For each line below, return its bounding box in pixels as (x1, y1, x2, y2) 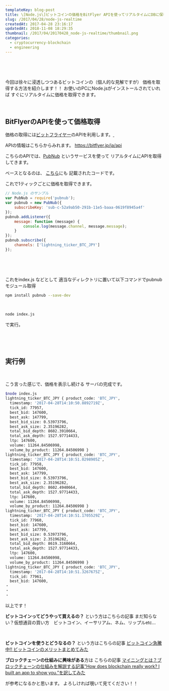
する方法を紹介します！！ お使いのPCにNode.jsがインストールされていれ (9, 85, 160, 91)
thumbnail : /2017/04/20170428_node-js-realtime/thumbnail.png (5, 31, 138, 36)
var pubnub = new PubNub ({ (5, 200, 62, 206)
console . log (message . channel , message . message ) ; (23, 224, 127, 229)
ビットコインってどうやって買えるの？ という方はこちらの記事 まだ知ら (5, 613, 153, 619)
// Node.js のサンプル (5, 191, 49, 196)
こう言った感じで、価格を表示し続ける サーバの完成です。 (5, 381, 125, 387)
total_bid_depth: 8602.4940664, (10, 485, 78, 490)
